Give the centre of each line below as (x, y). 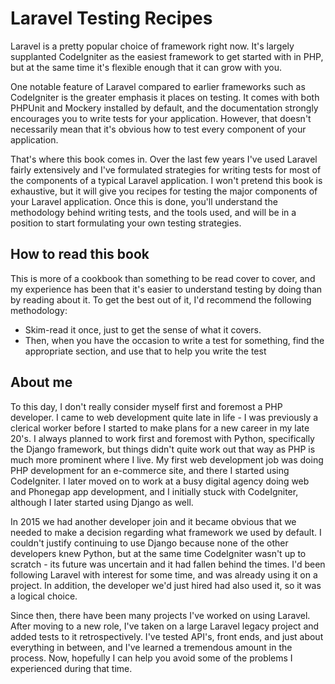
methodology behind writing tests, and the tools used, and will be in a (153, 212)
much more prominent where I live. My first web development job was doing (167, 459)
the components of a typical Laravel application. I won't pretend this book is (166, 180)
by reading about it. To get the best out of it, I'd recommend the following (161, 299)
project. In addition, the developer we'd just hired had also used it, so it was (166, 585)
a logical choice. (44, 596)
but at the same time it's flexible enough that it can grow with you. (146, 67)
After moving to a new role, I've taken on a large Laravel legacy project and (165, 626)
